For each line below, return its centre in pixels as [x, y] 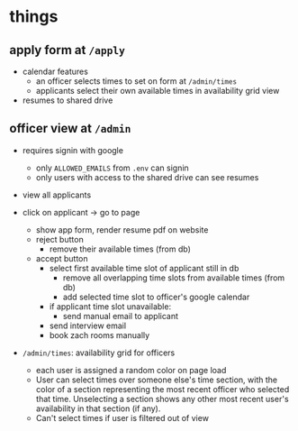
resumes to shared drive [68, 100]
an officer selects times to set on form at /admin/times [136, 81]
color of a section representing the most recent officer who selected [163, 389]
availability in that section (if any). [98, 408]
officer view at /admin [70, 128]
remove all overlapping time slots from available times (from [174, 278]
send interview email [88, 326]
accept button [62, 258]
